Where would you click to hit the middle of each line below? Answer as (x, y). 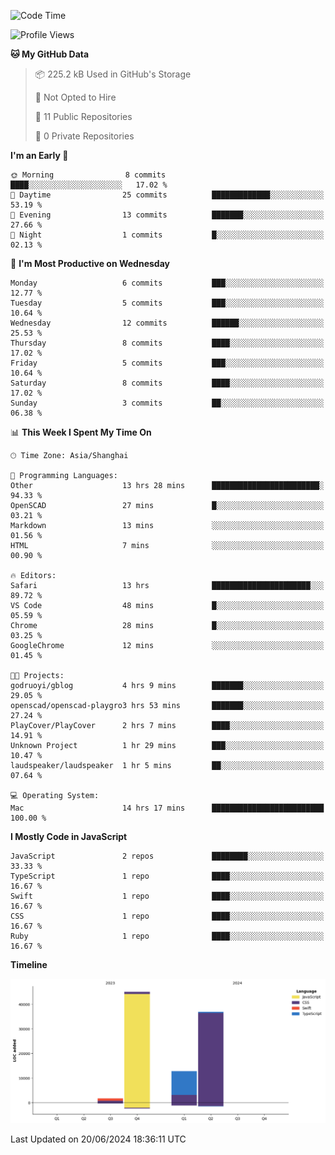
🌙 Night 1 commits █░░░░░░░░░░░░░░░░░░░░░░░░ (167, 235)
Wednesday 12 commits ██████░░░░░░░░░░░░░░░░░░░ (167, 323)
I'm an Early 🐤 (39, 155)
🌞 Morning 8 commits (88, 175)
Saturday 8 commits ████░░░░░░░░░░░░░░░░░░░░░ (167, 383)
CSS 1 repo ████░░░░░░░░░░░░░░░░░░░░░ (167, 916)
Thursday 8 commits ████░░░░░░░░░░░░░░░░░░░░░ (167, 343)
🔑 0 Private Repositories (84, 136)
